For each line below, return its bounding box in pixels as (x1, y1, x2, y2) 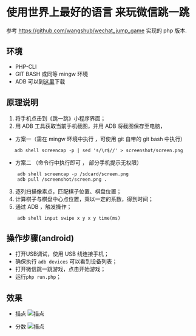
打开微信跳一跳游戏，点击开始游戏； (15, 265, 106, 273)
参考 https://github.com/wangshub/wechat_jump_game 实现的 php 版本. (6, 27, 187, 34)
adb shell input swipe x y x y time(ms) (17, 215, 121, 221)
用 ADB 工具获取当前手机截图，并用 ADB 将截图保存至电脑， (15, 122, 166, 130)
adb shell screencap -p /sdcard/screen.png (17, 171, 129, 177)
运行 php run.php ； (15, 273, 62, 281)
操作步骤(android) (6, 233, 75, 243)
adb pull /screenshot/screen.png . (17, 176, 107, 183)
